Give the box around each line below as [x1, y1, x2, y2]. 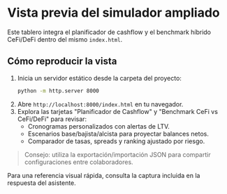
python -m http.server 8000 [17, 87, 99, 95]
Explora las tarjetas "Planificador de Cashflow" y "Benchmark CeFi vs [17, 107, 219, 115]
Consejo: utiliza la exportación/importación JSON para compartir [24, 150, 211, 159]
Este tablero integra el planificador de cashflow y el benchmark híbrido [7, 28, 212, 36]
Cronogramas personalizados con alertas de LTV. [27, 122, 170, 130]
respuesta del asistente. [7, 179, 77, 187]
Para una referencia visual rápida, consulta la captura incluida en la [7, 171, 200, 179]
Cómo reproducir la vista [7, 56, 117, 67]
